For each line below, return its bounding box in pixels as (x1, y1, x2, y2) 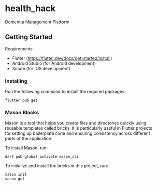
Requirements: (5, 46, 34, 51)
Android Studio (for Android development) (12, 60, 96, 66)
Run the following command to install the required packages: (5, 89, 126, 94)
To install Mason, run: (5, 145, 48, 151)
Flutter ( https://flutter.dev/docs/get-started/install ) (12, 55, 112, 61)
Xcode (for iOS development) (12, 65, 71, 71)
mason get (5, 176, 25, 182)
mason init (5, 172, 27, 177)
